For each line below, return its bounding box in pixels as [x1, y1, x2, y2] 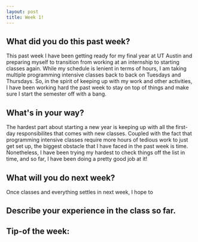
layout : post [6, 8, 39, 15]
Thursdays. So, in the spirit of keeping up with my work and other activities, [6, 78, 193, 85]
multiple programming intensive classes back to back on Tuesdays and [6, 71, 181, 78]
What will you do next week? [6, 173, 115, 183]
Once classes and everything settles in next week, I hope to [6, 188, 154, 195]
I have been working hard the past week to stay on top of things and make [6, 84, 190, 91]
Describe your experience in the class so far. [6, 206, 176, 216]
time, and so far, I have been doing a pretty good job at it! [6, 155, 148, 163]
